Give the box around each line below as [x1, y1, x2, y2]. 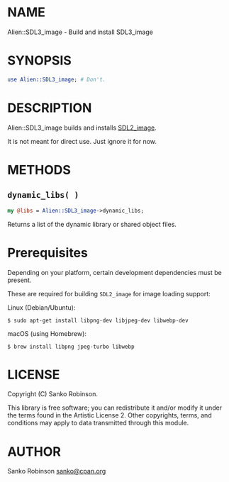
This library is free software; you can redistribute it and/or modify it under [7, 403, 223, 412]
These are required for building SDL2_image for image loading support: [7, 289, 211, 298]
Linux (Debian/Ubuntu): [7, 303, 76, 312]
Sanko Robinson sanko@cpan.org [7, 467, 106, 476]
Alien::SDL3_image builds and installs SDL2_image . [7, 123, 157, 132]
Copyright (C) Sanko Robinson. [7, 390, 98, 398]
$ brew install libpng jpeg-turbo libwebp [7, 343, 135, 350]
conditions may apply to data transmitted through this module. [7, 419, 189, 427]
